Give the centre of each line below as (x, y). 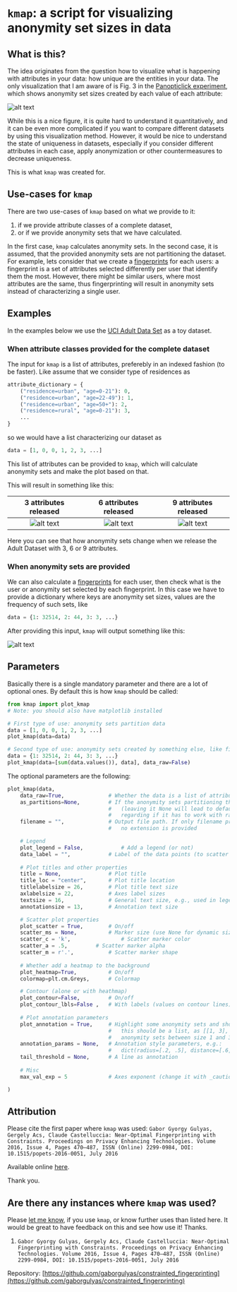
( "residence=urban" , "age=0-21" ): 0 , (75, 391)
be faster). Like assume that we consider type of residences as (99, 372)
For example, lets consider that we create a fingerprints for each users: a (113, 261)
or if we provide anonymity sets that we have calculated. (99, 232)
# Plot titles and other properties (74, 867)
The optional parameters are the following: (69, 776)
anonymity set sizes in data (89, 28)
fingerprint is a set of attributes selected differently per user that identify (113, 268)
